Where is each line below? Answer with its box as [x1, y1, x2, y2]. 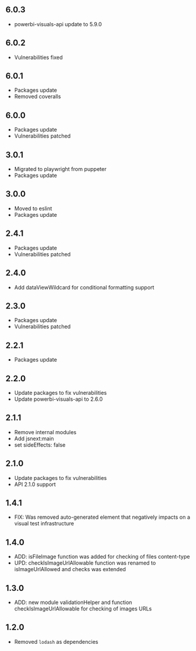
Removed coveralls [14, 93, 61, 100]
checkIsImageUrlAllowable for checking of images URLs [14, 605, 152, 612]
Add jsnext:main [14, 435, 54, 442]
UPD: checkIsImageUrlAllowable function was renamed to [14, 559, 156, 566]
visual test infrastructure [14, 520, 74, 527]
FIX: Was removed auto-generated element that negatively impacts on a [14, 513, 191, 521]
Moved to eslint [14, 205, 52, 212]
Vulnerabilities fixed [14, 54, 63, 61]
